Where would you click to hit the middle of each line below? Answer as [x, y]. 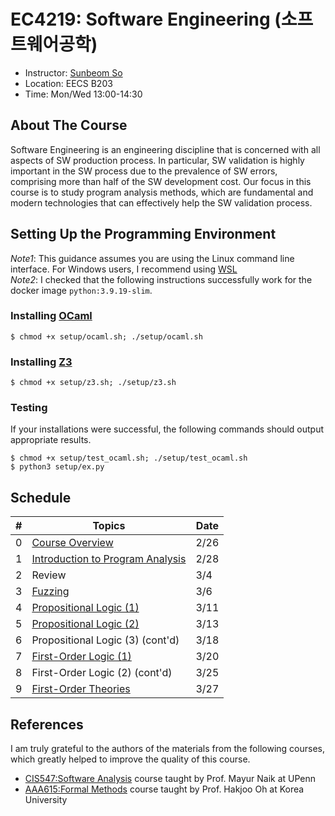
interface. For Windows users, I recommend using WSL [124, 269]
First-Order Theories [81, 689]
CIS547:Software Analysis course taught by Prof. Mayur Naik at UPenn [170, 779]
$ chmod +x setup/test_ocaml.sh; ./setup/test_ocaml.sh [129, 458]
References [47, 724]
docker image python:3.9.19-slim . [81, 290]
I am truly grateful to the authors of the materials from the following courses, [167, 749]
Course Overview [72, 543]
